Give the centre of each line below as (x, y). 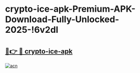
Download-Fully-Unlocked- (62, 19)
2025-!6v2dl (32, 30)
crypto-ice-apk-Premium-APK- (70, 9)
